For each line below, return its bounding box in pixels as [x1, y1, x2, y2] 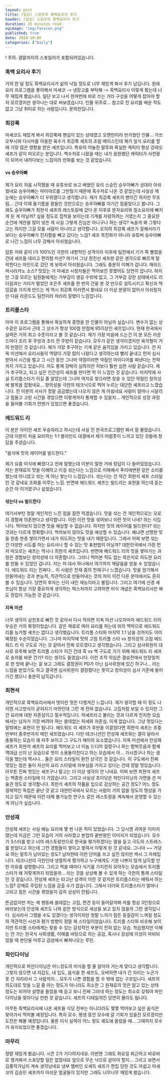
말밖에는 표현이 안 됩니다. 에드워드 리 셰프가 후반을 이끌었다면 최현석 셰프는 [5, 724, 152, 730]
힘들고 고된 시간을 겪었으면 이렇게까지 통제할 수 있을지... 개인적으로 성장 [10, 394, 151, 400]
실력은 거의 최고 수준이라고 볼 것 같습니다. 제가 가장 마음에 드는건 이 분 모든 [5, 331, 152, 337]
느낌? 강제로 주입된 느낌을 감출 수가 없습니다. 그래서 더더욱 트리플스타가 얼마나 [5, 882, 159, 889]
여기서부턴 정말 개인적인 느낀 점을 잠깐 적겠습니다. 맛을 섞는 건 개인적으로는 [5, 511, 152, 517]
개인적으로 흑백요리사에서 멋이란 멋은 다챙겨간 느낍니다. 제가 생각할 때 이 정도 [5, 699, 156, 705]
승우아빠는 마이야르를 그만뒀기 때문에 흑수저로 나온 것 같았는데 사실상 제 [18, 188, 159, 194]
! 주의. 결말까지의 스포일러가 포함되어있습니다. [5, 54, 95, 60]
